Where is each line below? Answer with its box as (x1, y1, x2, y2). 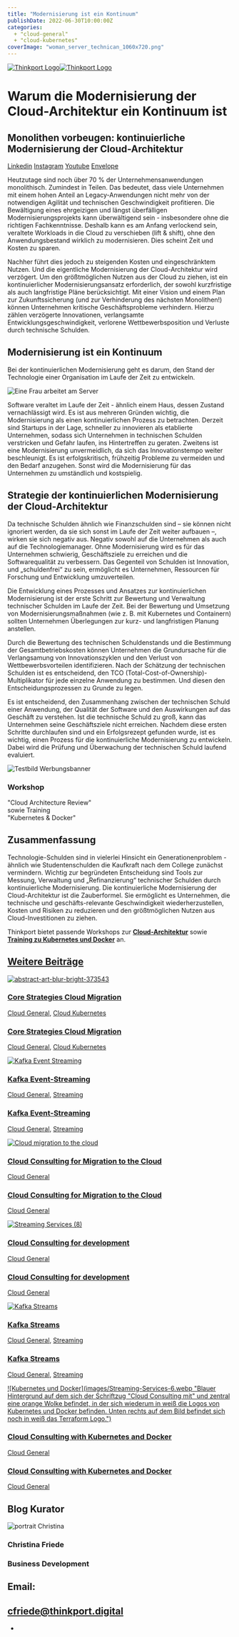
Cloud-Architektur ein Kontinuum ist (7, 103, 228, 120)
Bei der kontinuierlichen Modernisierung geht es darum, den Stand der (7, 365, 215, 374)
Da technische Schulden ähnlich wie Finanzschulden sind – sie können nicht (7, 519, 232, 528)
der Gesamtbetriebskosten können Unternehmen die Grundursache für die (7, 646, 227, 654)
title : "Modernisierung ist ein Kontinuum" (7, 10, 139, 18)
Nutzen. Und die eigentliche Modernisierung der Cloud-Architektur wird (7, 265, 218, 273)
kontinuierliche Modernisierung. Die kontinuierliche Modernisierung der (7, 883, 218, 892)
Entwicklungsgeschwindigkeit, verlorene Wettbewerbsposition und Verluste (7, 318, 230, 327)
